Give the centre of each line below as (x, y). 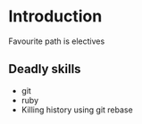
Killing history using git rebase (77, 110)
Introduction (55, 17)
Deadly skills (45, 69)
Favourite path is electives (57, 41)
